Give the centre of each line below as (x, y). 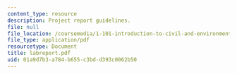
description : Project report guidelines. (69, 20)
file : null (23, 27)
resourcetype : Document (42, 47)
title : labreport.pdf (39, 54)
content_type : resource (42, 14)
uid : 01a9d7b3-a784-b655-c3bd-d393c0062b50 (72, 60)
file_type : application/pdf (49, 40)
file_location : (30, 33)
